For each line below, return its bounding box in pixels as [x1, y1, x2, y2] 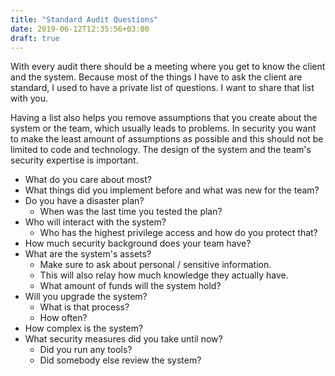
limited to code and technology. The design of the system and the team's [10, 144, 312, 156]
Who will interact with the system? [24, 216, 167, 228]
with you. [10, 92, 48, 105]
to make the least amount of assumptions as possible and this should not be [10, 133, 324, 145]
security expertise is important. [10, 154, 139, 166]
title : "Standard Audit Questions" [10, 14, 159, 25]
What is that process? [39, 301, 130, 313]
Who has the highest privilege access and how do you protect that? [39, 227, 318, 239]
